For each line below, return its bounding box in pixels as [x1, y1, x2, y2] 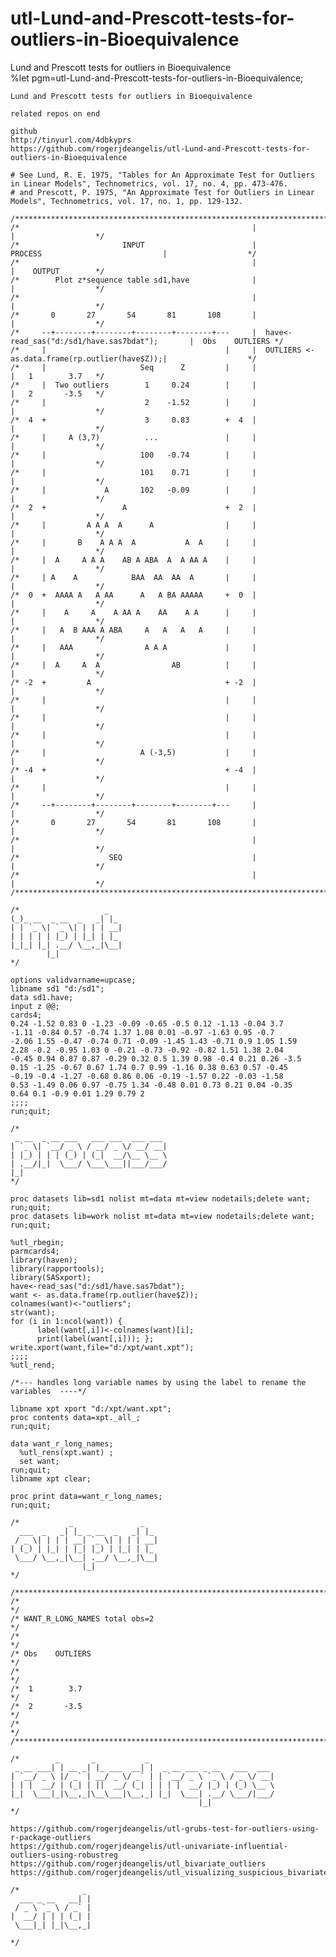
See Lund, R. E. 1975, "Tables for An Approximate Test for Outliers [19, 170, 315, 180]
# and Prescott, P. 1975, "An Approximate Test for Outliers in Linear [10, 187, 315, 197]
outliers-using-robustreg [10, 1850, 118, 1860]
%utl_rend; [10, 1360, 56, 1370]
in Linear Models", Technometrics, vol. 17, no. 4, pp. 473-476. [10, 178, 288, 189]
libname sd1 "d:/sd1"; [10, 983, 105, 994]
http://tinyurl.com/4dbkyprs [10, 135, 132, 145]
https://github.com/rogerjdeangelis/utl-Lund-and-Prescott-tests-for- [10, 143, 311, 154]
